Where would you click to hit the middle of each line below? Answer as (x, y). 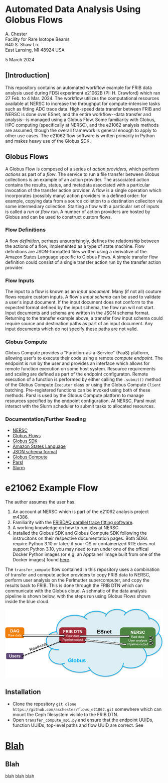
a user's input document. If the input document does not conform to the (79, 302)
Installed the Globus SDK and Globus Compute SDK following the (79, 533)
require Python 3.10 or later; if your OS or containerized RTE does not (84, 543)
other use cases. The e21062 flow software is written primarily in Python (80, 135)
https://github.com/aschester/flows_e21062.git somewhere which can (87, 709)
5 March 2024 (20, 59)
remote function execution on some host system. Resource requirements (80, 369)
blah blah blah (20, 776)
